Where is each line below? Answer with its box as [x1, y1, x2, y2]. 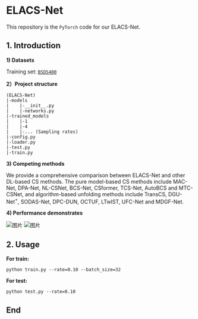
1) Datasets [6, 56, 34, 63]
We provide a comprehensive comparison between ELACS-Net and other [6, 171, 186, 179]
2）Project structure [6, 80, 58, 87]
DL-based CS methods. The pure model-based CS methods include [6, 178, 172, 185]
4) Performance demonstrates [6, 209, 83, 216]
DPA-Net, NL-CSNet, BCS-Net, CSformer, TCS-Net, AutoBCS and [17, 184, 178, 191]
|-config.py [6, 134, 36, 140]
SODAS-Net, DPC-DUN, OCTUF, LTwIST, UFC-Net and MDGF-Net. [20, 198, 184, 205]
